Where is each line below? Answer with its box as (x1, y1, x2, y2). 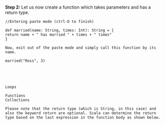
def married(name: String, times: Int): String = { (5, 28, 114, 33)
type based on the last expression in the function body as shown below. (5, 115, 161, 120)
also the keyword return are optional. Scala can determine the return (5, 111, 156, 116)
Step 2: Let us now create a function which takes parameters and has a (5, 4, 151, 10)
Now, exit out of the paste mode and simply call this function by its (5, 45, 156, 50)
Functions (5, 93, 26, 98)
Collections (5, 98, 30, 103)
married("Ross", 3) (5, 58, 46, 63)
